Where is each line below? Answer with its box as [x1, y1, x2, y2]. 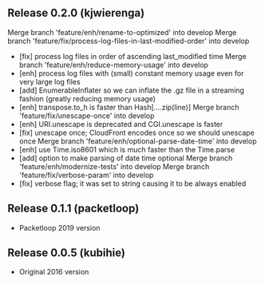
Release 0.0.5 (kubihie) [7, 247, 125, 260]
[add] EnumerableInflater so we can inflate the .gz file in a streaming [18, 85, 245, 95]
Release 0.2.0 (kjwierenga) [7, 6, 145, 20]
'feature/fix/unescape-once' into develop [18, 111, 155, 120]
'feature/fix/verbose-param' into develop [18, 170, 154, 179]
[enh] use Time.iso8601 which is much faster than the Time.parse [18, 144, 235, 154]
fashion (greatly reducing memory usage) [18, 93, 156, 103]
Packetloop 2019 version [18, 223, 101, 232]
